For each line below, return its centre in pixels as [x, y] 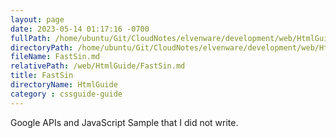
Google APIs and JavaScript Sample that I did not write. [124, 122]
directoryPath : [42, 47]
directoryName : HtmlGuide [64, 85]
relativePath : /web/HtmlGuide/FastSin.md [98, 66]
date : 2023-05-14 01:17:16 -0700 [80, 29]
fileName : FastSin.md [55, 57]
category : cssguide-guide [66, 94]
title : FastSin [42, 76]
